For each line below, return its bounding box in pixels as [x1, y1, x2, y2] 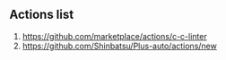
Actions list [9, 7, 74, 22]
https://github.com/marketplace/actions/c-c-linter [22, 30, 208, 41]
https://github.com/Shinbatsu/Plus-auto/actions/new [22, 40, 217, 51]
